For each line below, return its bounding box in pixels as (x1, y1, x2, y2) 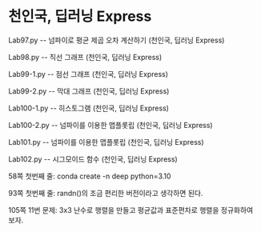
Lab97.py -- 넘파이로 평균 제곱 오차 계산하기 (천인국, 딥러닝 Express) (8, 35, 225, 45)
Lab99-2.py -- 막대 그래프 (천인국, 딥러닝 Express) (8, 86, 170, 96)
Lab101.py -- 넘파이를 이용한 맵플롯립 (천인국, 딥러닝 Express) (8, 137, 204, 146)
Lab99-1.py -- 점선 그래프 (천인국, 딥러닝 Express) (8, 69, 169, 78)
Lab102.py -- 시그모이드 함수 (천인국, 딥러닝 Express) (8, 154, 178, 164)
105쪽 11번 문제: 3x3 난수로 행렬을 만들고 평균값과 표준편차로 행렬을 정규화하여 (8, 205, 254, 214)
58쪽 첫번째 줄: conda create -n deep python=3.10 (8, 171, 171, 181)
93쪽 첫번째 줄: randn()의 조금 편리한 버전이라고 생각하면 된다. (8, 188, 203, 198)
